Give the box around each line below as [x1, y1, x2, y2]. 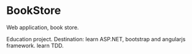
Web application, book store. [6, 24, 79, 31]
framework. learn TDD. [6, 42, 64, 49]
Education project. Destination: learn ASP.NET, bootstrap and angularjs [6, 35, 186, 42]
